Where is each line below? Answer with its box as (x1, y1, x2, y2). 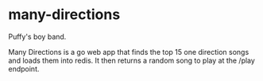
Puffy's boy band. (8, 32, 67, 41)
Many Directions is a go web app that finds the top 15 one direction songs (8, 47, 249, 56)
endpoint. (8, 64, 40, 73)
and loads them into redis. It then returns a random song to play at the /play (8, 56, 256, 65)
